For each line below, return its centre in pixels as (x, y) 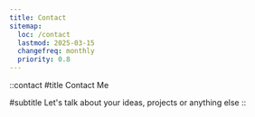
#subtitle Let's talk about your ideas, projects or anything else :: (128, 103)
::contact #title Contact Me (59, 85)
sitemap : (26, 26)
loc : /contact (44, 34)
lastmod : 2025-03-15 (56, 43)
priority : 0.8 (44, 59)
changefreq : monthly (56, 51)
